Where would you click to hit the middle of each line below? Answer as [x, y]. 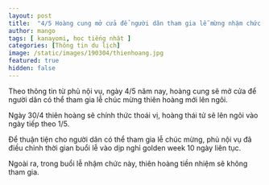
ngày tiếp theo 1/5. [39, 123]
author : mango [32, 31]
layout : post [30, 16]
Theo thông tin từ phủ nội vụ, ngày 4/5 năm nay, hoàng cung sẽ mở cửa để [132, 91]
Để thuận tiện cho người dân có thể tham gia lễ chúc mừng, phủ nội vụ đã [130, 139]
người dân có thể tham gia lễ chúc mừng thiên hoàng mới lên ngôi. [118, 99]
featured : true [34, 61]
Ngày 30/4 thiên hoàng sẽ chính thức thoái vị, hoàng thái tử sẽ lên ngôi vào [133, 115]
